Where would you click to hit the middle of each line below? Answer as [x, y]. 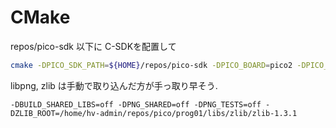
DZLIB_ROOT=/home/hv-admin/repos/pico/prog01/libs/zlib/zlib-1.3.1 [154, 113]
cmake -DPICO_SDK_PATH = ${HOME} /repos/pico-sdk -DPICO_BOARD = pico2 [151, 65]
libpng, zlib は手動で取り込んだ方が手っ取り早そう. [114, 85]
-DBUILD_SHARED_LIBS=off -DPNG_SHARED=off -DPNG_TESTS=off [136, 104]
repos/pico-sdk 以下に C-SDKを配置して [93, 46]
